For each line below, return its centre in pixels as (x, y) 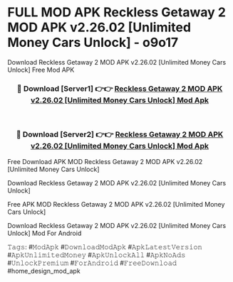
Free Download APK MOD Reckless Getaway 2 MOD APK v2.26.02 (105, 161)
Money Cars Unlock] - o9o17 (93, 43)
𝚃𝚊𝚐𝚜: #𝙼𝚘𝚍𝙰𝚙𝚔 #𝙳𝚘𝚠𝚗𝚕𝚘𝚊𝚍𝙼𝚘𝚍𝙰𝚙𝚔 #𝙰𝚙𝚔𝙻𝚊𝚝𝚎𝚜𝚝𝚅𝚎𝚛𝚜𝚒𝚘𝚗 (105, 246)
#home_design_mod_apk (44, 271)
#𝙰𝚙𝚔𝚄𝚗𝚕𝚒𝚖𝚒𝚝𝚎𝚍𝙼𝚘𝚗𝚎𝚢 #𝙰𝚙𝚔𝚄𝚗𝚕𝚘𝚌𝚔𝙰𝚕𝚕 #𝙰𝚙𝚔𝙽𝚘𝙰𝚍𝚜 (97, 255)
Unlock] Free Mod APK (41, 70)
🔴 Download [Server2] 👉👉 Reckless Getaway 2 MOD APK (120, 134)
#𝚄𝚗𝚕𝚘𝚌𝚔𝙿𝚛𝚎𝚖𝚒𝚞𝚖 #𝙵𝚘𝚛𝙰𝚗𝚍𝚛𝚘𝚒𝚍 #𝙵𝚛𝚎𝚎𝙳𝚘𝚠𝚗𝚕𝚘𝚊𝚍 (92, 263)
